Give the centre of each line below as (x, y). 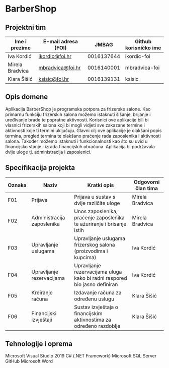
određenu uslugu (94, 299)
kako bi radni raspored (101, 278)
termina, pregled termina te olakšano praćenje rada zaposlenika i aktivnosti (83, 136)
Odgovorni (147, 182)
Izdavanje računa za (98, 292)
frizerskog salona (95, 244)
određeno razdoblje (97, 326)
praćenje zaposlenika (99, 217)
